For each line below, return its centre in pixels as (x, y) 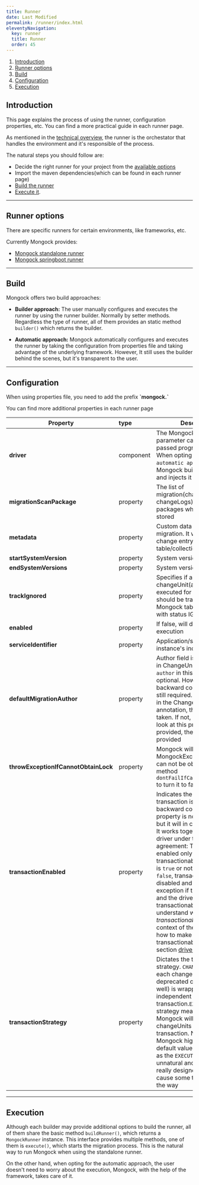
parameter (171, 441)
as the (165, 1056)
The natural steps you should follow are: (55, 155)
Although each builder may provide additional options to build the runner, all (99, 1126)
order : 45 (23, 45)
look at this (171, 725)
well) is (166, 989)
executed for (174, 592)
